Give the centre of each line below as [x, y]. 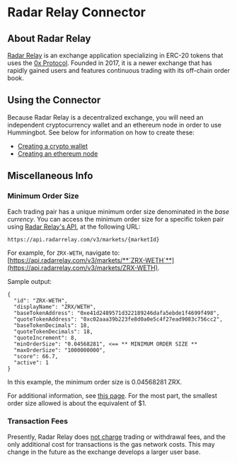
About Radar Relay [49, 39]
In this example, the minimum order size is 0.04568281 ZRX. [95, 382]
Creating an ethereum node [58, 154]
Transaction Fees [38, 421]
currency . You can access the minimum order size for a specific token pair [116, 219]
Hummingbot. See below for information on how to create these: [101, 132]
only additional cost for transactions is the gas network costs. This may [111, 444]
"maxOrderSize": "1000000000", [60, 350]
